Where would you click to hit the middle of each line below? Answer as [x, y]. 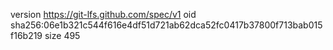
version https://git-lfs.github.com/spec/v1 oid [103, 14]
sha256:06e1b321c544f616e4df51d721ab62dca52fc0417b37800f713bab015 [166, 25]
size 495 [62, 35]
